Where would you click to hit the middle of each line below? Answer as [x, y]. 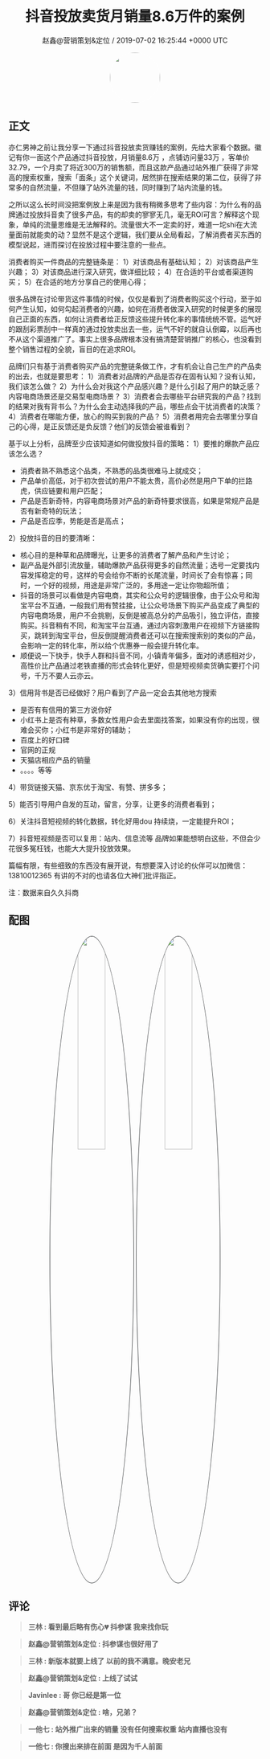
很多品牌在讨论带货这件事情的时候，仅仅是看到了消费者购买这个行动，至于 [131, 299]
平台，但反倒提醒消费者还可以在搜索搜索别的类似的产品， [164, 635]
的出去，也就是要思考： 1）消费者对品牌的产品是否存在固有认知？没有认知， [134, 376]
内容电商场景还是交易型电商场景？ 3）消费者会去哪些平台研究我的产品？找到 [135, 396]
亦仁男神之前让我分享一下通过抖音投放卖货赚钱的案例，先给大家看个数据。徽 [135, 147]
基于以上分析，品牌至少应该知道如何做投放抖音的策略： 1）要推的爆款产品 [131, 444]
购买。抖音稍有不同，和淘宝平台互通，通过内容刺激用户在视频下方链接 [136, 625]
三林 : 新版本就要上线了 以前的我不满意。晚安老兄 [109, 1661]
